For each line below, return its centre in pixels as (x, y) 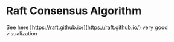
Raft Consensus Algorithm (74, 11)
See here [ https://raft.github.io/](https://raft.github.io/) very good (87, 27)
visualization (22, 33)
